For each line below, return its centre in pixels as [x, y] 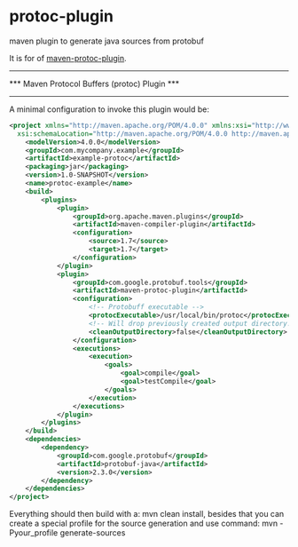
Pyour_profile [34, 533]
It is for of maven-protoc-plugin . [68, 58]
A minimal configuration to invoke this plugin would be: [110, 109]
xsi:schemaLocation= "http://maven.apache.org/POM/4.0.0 [122, 134]
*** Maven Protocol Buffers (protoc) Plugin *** [94, 83]
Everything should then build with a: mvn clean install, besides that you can [147, 514]
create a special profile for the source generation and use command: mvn [143, 523]
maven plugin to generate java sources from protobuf [106, 41]
